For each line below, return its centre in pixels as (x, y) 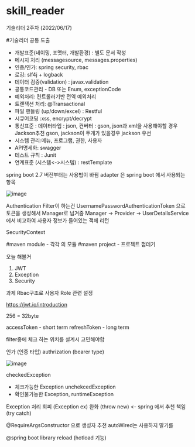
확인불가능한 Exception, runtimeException (64, 394)
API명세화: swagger (38, 147)
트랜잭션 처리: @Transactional (50, 104)
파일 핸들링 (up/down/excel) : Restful (58, 111)
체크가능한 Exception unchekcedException (65, 387)
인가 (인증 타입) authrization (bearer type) (55, 352)
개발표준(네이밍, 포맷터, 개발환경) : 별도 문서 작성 (70, 52)
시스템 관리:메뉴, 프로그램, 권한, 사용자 (58, 140)
